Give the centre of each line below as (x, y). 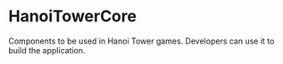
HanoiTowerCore (73, 16)
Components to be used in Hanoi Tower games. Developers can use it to (141, 41)
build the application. (47, 50)
